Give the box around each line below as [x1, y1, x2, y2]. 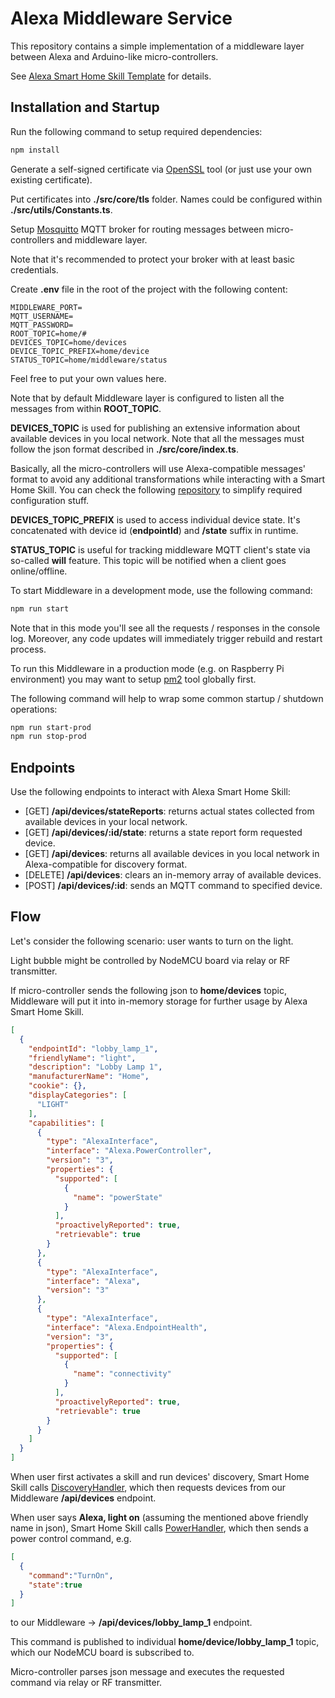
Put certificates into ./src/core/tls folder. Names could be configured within [10, 193, 323, 205]
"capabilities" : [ [28, 1118, 105, 1128]
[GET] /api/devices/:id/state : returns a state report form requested [24, 827, 303, 839]
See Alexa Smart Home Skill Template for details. [10, 70, 212, 82]
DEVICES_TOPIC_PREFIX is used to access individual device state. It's [10, 513, 301, 526]
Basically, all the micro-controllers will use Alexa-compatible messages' [10, 462, 306, 474]
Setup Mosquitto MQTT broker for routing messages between [10, 223, 265, 235]
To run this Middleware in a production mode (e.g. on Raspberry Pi [10, 662, 285, 674]
